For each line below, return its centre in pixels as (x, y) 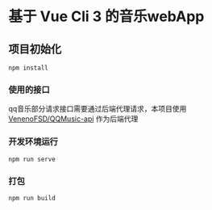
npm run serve (32, 159)
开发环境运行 (33, 142)
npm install (28, 68)
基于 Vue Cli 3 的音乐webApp (106, 17)
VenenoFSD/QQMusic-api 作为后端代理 (73, 119)
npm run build (32, 198)
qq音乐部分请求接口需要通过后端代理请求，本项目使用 (98, 109)
